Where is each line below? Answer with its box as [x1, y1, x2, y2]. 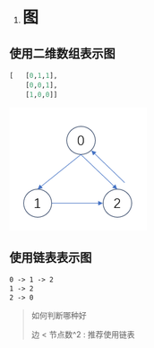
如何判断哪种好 [30, 310, 87, 321]
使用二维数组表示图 [9, 46, 115, 61]
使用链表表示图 [9, 250, 92, 265]
